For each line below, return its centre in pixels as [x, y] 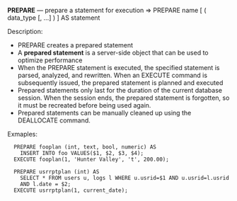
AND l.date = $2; [46, 184]
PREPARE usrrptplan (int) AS [57, 172]
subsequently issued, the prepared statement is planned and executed [120, 83]
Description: [25, 31]
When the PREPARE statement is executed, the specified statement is [118, 68]
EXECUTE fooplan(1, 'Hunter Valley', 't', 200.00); [92, 159]
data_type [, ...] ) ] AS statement [54, 18]
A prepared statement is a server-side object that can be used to [113, 53]
